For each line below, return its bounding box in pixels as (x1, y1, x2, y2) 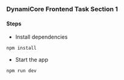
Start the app (15, 56, 49, 63)
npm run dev (6, 68, 37, 74)
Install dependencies (15, 33, 68, 41)
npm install (6, 45, 37, 52)
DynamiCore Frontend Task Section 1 (6, 5, 118, 13)
